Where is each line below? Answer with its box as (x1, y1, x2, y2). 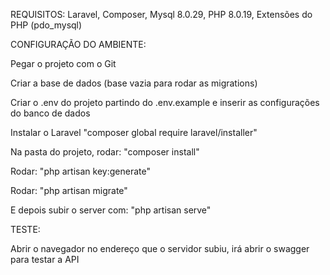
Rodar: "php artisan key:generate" (10, 165, 151, 177)
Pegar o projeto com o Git (10, 58, 117, 69)
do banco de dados (10, 107, 91, 119)
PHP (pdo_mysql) (10, 19, 83, 31)
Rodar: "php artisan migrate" (10, 185, 128, 196)
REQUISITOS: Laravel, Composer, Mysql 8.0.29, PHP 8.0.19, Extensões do (10, 9, 313, 20)
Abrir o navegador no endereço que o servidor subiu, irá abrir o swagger (10, 243, 310, 254)
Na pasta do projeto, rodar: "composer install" (10, 146, 200, 158)
